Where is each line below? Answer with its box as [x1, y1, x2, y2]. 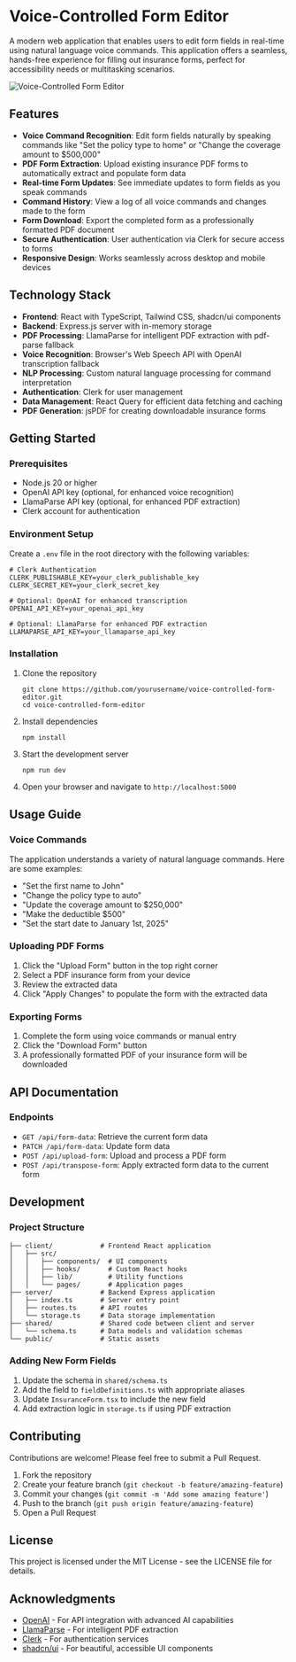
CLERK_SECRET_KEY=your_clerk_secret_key [9, 580, 161, 590]
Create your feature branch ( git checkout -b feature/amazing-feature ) [21, 1479, 284, 1489]
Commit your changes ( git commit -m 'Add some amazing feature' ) [21, 1488, 269, 1499]
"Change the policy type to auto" [21, 889, 142, 900]
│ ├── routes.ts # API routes [9, 1303, 148, 1312]
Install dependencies [21, 716, 99, 726]
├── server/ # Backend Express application [9, 1287, 216, 1297]
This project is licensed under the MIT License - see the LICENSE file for [9, 1557, 272, 1567]
